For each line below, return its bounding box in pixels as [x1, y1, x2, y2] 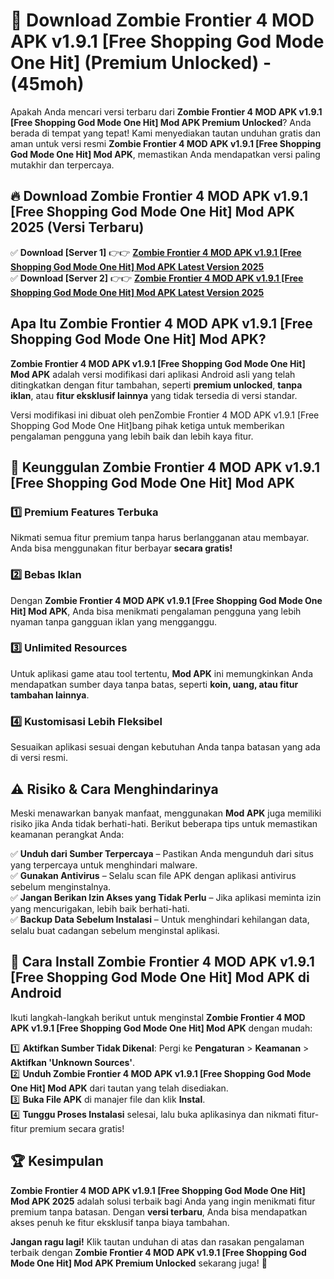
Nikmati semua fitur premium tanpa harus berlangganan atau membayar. [10, 532, 310, 544]
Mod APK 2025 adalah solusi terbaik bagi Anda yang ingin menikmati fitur [10, 1195, 316, 1207]
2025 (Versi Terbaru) [10, 219, 145, 236]
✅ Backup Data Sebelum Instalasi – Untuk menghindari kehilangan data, [10, 913, 310, 925]
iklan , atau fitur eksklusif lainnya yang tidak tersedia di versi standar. [10, 389, 298, 401]
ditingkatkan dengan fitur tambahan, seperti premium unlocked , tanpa [10, 379, 303, 391]
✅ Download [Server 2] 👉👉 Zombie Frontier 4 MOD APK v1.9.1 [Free [10, 272, 304, 284]
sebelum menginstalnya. [10, 880, 112, 893]
